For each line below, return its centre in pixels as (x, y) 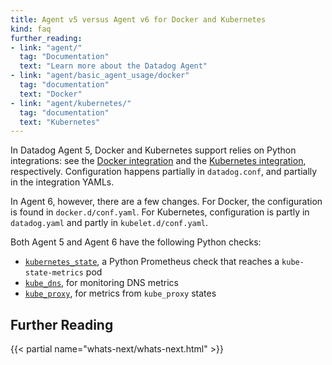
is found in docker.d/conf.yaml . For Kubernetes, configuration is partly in (160, 212)
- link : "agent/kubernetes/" (71, 103)
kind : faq (31, 29)
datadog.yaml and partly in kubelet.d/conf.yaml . (109, 223)
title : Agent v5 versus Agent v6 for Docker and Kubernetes (138, 19)
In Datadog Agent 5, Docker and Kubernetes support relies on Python (153, 150)
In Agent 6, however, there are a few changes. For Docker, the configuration (166, 202)
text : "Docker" (51, 94)
